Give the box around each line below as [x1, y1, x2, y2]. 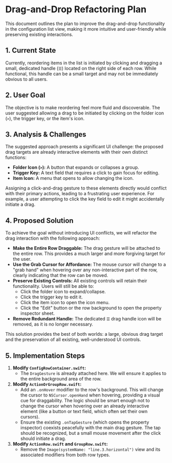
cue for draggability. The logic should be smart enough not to [20, 398, 150, 403]
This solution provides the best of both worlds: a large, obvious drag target [5, 331, 163, 337]
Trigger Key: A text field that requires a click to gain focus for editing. [12, 170, 160, 176]
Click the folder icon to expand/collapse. [20, 289, 106, 295]
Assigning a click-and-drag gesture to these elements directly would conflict [5, 185, 167, 191]
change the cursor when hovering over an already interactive [20, 403, 149, 409]
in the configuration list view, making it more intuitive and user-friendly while [5, 26, 166, 32]
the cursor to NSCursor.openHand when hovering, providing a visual [20, 392, 160, 398]
